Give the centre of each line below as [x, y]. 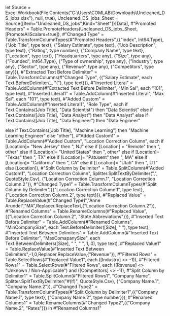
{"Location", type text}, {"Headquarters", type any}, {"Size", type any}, [79, 56]
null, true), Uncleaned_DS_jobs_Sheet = [77, 18]
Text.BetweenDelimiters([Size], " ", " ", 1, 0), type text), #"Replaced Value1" [83, 243]
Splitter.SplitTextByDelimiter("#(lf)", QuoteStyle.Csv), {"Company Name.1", [82, 281]
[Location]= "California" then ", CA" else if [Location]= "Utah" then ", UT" [82, 163]
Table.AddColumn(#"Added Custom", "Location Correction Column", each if [84, 141]
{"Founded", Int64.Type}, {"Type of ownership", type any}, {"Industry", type [84, 61]
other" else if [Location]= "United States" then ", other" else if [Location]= [82, 152]
